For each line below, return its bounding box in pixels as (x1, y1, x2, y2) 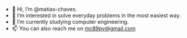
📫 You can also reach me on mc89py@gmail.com (11, 25, 136, 32)
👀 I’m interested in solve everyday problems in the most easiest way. (11, 12, 181, 19)
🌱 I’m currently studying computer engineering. (11, 18, 129, 25)
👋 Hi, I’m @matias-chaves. (11, 6, 77, 12)
